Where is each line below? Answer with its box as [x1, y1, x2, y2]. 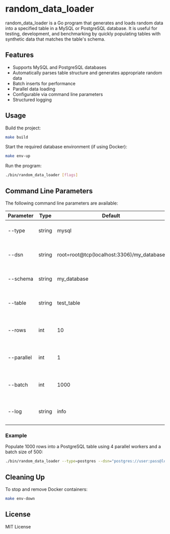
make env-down [5, 496, 35, 501]
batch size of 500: [5, 449, 44, 455]
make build [5, 135, 28, 140]
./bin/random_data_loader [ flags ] [5, 173, 78, 178]
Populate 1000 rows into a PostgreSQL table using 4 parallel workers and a [5, 444, 161, 450]
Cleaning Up [5, 473, 45, 481]
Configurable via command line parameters [12, 91, 103, 97]
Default [102, 212, 120, 219]
